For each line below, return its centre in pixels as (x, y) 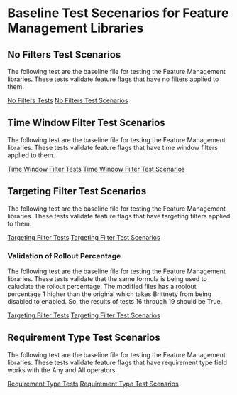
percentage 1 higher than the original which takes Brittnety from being (110, 294)
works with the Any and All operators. (62, 370)
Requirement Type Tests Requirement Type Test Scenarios (93, 384)
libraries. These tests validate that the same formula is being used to (107, 278)
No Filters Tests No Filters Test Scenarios (68, 100)
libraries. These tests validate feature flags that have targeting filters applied (119, 216)
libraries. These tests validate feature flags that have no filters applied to (113, 79)
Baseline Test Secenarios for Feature (118, 13)
